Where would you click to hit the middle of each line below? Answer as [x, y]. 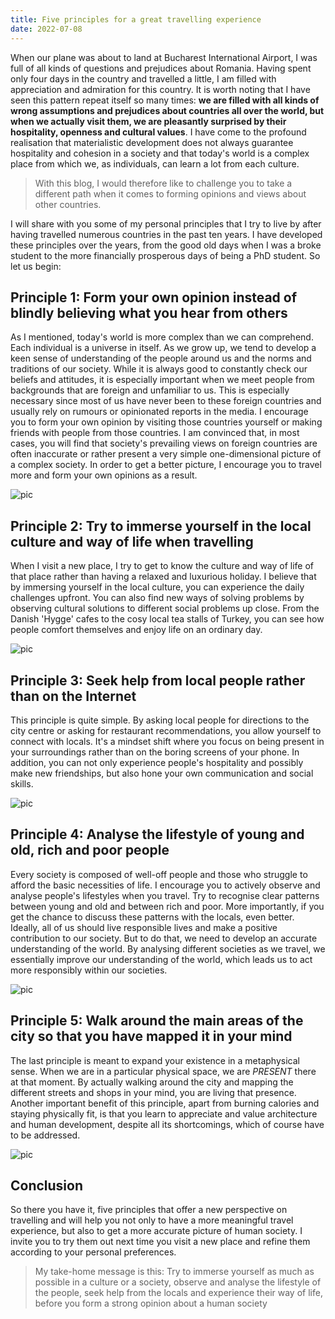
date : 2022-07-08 [46, 29]
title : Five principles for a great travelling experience [136, 19]
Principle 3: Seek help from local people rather [158, 680]
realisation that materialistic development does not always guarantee [152, 142]
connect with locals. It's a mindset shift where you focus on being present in [167, 741]
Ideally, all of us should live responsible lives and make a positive [144, 927]
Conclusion [47, 1185]
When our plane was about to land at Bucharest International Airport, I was [164, 57]
